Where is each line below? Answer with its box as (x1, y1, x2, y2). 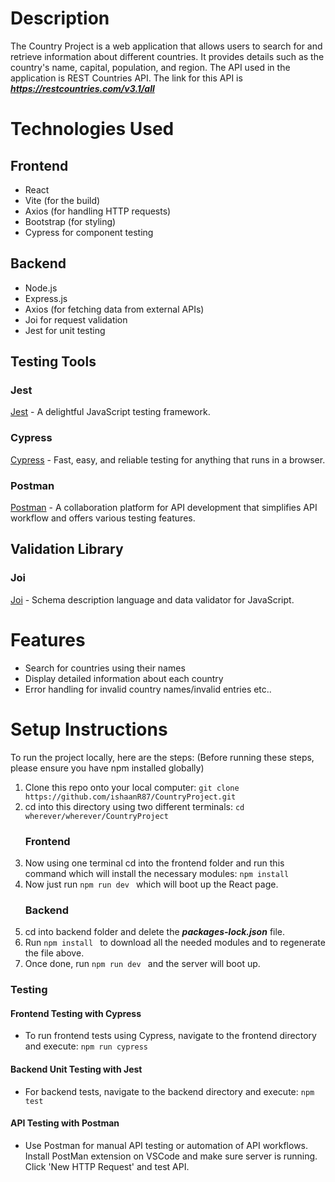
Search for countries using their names (24, 662, 186, 674)
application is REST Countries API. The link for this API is (10, 72, 243, 84)
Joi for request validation (24, 313, 128, 326)
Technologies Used (10, 118, 175, 141)
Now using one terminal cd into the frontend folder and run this (24, 857, 285, 869)
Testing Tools (10, 353, 97, 371)
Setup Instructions (10, 718, 168, 741)
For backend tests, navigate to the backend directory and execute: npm (24, 1085, 315, 1097)
